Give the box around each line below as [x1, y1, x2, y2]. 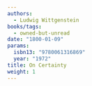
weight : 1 [7, 68, 36, 75]
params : [7, 42, 30, 49]
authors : [7, 10, 33, 17]
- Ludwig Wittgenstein [13, 17, 79, 24]
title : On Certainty [7, 62, 68, 69]
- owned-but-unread [13, 29, 70, 37]
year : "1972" [13, 55, 52, 62]
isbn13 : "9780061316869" [13, 49, 86, 56]
